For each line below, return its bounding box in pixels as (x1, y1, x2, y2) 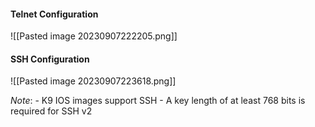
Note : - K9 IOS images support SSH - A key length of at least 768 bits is (10, 95, 306, 107)
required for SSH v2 (10, 105, 93, 117)
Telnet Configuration (10, 8, 99, 20)
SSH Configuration (10, 53, 90, 65)
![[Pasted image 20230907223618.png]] (10, 75, 177, 87)
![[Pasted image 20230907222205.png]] (10, 30, 178, 42)
